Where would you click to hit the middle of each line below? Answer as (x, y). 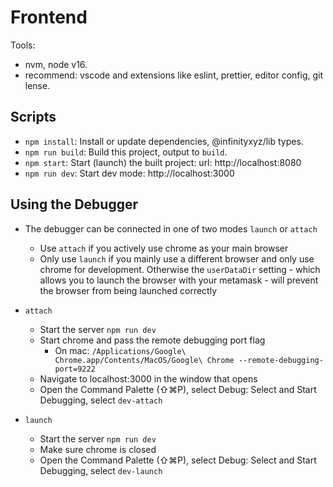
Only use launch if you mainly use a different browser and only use (177, 258)
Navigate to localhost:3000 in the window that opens (148, 378)
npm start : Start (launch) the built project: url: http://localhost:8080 (163, 162)
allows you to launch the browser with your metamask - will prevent (179, 280)
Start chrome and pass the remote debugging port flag (152, 340)
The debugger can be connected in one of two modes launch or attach (171, 228)
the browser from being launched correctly (128, 290)
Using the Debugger (74, 204)
